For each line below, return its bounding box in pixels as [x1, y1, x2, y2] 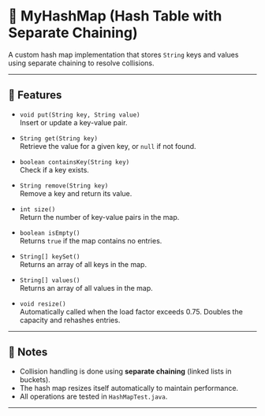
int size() [19, 205, 56, 214]
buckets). [19, 374, 51, 384]
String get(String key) [19, 134, 99, 143]
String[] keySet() [19, 252, 80, 261]
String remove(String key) [19, 181, 109, 190]
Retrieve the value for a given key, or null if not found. [19, 141, 196, 150]
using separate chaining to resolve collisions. [8, 58, 155, 68]
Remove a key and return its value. [19, 188, 132, 198]
